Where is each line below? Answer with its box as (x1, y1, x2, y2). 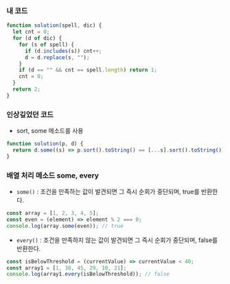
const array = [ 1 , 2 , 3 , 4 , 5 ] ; (6, 210, 99, 217)
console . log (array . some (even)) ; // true (6, 222, 124, 229)
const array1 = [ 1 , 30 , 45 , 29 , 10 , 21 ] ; (6, 264, 127, 272)
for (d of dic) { (12, 35, 62, 42)
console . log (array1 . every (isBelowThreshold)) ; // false (6, 271, 170, 278)
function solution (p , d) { (6, 141, 84, 147)
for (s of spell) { (19, 41, 75, 48)
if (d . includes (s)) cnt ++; (24, 47, 102, 54)
